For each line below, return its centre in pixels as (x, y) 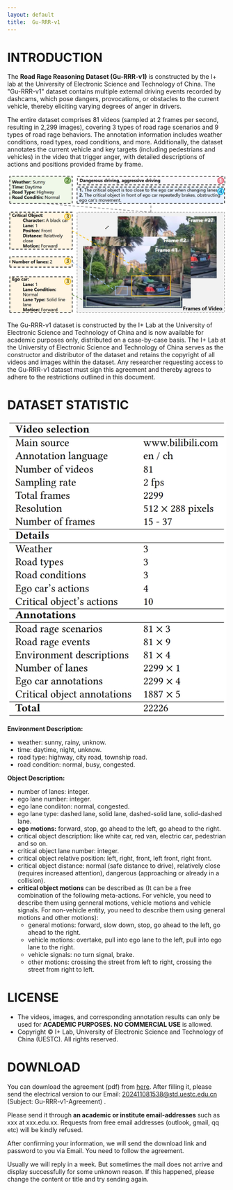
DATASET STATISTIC (68, 405)
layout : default (31, 15)
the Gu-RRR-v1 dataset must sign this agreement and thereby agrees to (110, 369)
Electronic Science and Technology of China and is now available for (105, 332)
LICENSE (33, 998)
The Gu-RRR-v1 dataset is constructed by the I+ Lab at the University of (110, 325)
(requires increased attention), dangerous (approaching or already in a (118, 873)
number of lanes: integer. (53, 791)
